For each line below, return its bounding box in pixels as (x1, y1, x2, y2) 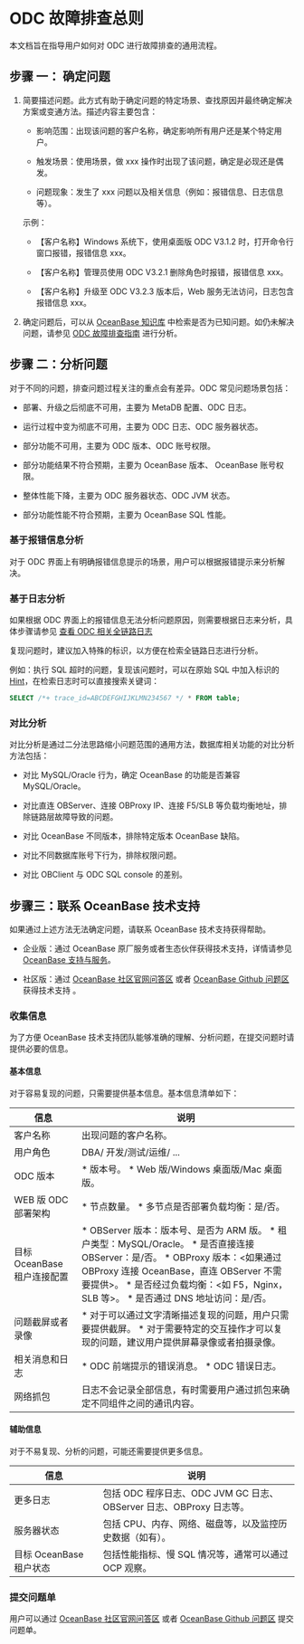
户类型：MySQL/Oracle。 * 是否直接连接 (81, 1237, 255, 1250)
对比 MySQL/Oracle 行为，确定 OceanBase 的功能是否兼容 (22, 770, 241, 781)
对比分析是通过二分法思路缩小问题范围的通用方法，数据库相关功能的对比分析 (9, 739, 295, 750)
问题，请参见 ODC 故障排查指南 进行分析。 (22, 328, 183, 338)
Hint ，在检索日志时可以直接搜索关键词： (9, 676, 160, 687)
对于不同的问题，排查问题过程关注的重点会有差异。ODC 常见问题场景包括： (9, 382, 291, 394)
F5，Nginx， (233, 1278, 288, 1290)
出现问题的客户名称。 (81, 1128, 173, 1141)
